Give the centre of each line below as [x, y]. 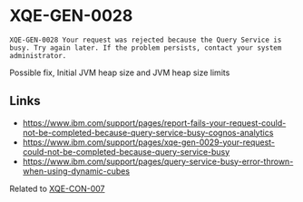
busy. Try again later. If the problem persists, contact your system [146, 48]
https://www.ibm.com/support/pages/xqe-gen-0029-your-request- [148, 142]
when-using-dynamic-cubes [76, 171]
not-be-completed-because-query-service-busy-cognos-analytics [148, 132]
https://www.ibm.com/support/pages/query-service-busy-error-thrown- [158, 161]
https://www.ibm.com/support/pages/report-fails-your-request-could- [154, 122]
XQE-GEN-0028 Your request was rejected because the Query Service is [146, 40]
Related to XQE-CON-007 [57, 188]
